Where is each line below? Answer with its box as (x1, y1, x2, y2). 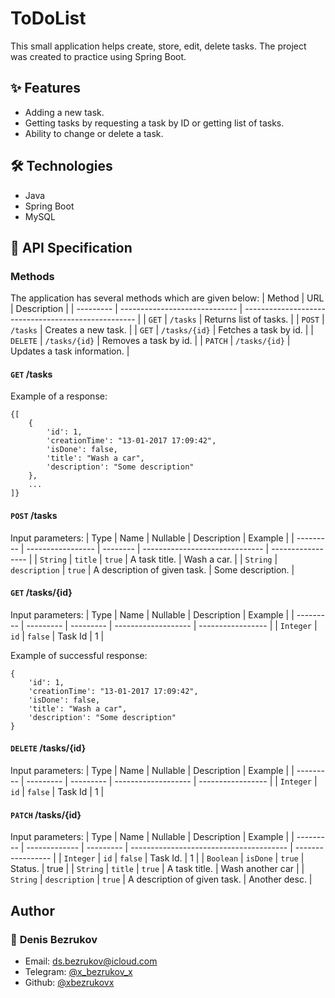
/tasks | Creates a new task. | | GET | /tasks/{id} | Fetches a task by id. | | (10, 324, 314, 336)
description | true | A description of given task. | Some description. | (10, 563, 295, 576)
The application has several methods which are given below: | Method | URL (10, 292, 325, 304)
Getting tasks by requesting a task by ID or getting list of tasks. (24, 117, 285, 129)
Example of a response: (10, 390, 108, 402)
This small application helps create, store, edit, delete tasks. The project (10, 40, 307, 52)
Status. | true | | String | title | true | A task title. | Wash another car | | (10, 863, 305, 875)
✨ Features (10, 80, 81, 97)
